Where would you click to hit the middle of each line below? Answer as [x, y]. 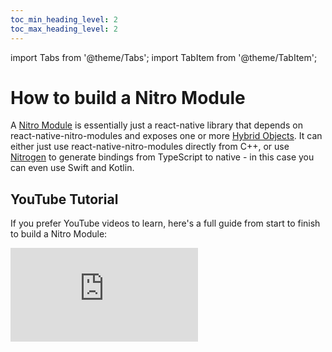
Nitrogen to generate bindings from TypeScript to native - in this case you [162, 157]
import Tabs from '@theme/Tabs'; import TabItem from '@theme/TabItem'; [164, 57]
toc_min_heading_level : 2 [64, 19]
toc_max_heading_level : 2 [64, 29]
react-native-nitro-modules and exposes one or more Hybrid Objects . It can [166, 136]
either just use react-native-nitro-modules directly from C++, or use [150, 147]
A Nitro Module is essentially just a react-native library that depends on [156, 125]
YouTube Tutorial [64, 199]
